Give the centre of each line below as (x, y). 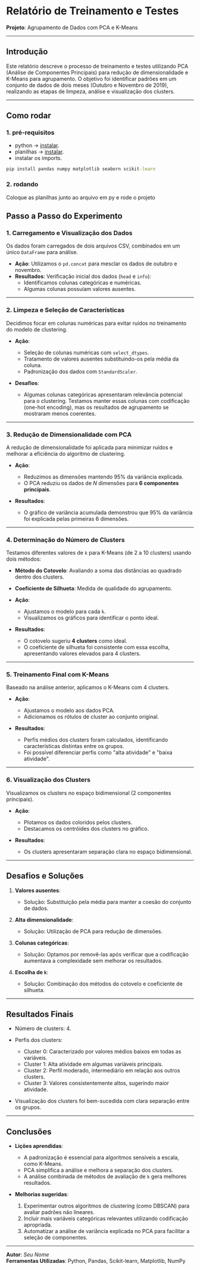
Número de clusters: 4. (43, 1028)
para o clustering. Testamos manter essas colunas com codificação (107, 401)
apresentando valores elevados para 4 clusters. (82, 653)
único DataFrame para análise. (42, 252)
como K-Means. (43, 1164)
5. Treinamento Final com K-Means (57, 675)
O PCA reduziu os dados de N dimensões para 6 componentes (101, 483)
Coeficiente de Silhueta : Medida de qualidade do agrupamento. (93, 589)
